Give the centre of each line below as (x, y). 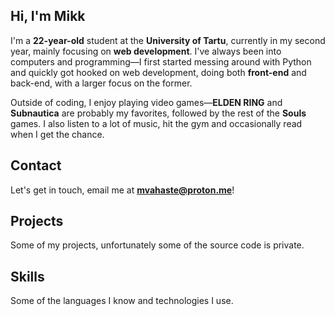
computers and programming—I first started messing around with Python (161, 61)
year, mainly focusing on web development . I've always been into (146, 51)
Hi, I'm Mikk (48, 16)
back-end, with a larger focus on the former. (101, 83)
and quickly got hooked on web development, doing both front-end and (158, 72)
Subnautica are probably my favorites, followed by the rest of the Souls (158, 113)
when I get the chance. (57, 134)
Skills (27, 276)
